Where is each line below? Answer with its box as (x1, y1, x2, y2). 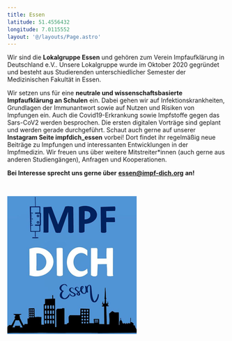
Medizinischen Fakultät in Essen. (7, 75, 102, 84)
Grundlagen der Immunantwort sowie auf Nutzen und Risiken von (7, 104, 195, 112)
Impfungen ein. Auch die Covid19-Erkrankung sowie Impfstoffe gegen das (7, 111, 220, 120)
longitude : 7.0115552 (7, 26, 70, 33)
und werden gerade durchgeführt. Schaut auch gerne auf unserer (7, 126, 196, 134)
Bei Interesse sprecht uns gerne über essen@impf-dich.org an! (7, 169, 195, 177)
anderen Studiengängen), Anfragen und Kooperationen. (7, 155, 167, 164)
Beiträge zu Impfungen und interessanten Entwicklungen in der (7, 141, 189, 149)
